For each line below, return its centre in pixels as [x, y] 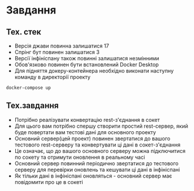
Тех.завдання [33, 106]
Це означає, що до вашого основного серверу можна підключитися [100, 151]
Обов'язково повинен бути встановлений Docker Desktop [87, 64]
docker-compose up [28, 88]
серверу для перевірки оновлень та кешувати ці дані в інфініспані [97, 169]
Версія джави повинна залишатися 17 [62, 46]
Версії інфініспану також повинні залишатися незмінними [87, 58]
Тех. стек [24, 32]
